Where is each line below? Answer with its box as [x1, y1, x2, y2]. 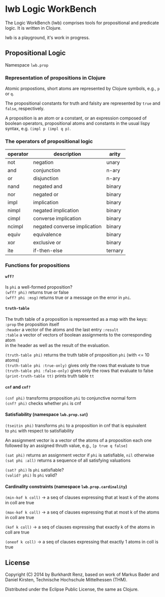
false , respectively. [5, 106, 45, 112]
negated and [33, 183, 63, 190]
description [53, 150, 81, 157]
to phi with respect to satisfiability [5, 428, 74, 434]
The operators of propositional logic [5, 138, 93, 145]
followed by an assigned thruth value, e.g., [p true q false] [5, 443, 128, 448]
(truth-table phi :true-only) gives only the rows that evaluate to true [5, 362, 150, 368]
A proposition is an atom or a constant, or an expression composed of [5, 115, 147, 121]
